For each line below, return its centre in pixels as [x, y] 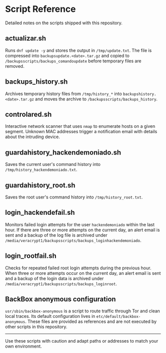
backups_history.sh [37, 82]
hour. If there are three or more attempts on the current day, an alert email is [83, 230]
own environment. [23, 346]
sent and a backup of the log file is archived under [56, 235]
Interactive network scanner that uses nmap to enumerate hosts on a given [80, 126]
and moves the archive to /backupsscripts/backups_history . [97, 99]
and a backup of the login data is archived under [54, 278]
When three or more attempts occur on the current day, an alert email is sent [83, 273]
